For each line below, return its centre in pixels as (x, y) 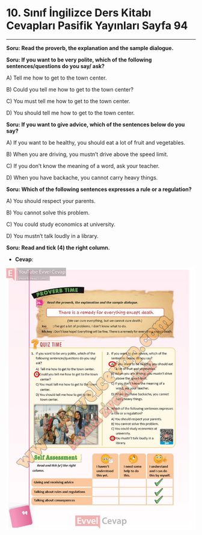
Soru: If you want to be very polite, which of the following (79, 60)
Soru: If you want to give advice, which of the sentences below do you (96, 124)
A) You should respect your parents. (51, 201)
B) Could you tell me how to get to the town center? (70, 89)
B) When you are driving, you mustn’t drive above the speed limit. (87, 154)
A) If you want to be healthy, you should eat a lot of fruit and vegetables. (96, 142)
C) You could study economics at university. (61, 224)
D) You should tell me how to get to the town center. (71, 113)
